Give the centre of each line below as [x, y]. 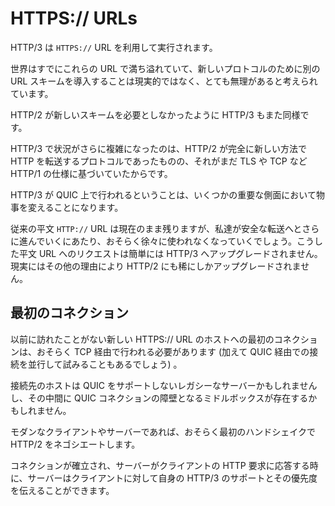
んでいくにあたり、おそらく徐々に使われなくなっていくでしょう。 [162, 241]
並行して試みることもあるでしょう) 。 [105, 364]
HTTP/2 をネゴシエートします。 [75, 444]
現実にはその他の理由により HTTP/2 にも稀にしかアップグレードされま [156, 266]
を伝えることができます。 [62, 490]
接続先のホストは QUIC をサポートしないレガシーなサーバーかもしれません [164, 385]
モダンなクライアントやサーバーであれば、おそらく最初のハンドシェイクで [163, 431]
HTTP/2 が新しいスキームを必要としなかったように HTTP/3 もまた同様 [155, 114]
